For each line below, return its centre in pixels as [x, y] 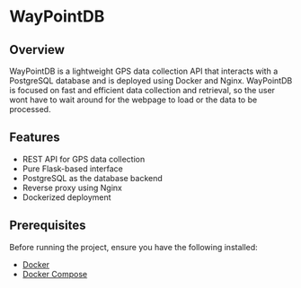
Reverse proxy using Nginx [72, 188]
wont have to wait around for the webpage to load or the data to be [133, 100]
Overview [37, 50]
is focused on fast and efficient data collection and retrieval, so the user [142, 90]
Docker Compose [55, 274]
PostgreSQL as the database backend [93, 178]
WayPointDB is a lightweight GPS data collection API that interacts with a [144, 71]
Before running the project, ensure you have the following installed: [133, 247]
